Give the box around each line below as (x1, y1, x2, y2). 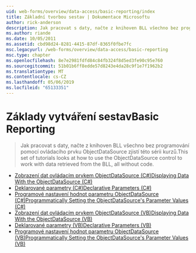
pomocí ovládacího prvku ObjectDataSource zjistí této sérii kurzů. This (20, 148, 188, 155)
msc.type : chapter (6, 52, 51, 58)
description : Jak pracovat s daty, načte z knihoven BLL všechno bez (6, 25, 179, 31)
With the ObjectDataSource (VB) (14, 215, 93, 223)
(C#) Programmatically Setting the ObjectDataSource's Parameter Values (14, 197, 188, 204)
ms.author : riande (6, 30, 51, 36)
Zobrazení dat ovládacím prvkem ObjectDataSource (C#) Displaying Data (14, 172, 190, 179)
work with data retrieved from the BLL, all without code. (20, 160, 155, 167)
